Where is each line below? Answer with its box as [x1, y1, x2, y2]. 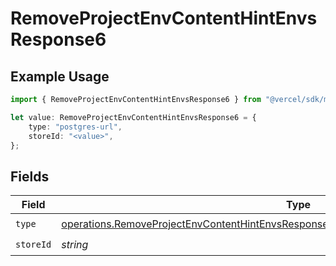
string [61, 237, 89, 251]
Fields [10, 168, 50, 185]
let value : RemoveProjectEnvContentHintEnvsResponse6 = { [10, 112, 257, 122]
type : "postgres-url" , [28, 122, 123, 132]
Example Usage [10, 68, 110, 85]
